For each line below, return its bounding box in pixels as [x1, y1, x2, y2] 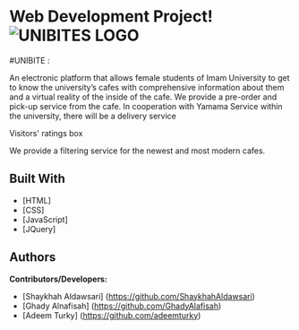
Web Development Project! [9, 6, 213, 27]
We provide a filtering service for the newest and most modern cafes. [9, 145, 266, 156]
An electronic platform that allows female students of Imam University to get [9, 72, 290, 82]
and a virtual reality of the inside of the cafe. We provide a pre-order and [9, 91, 278, 102]
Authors [9, 249, 56, 265]
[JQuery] [21, 223, 56, 234]
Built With [9, 171, 65, 187]
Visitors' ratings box [9, 127, 83, 138]
